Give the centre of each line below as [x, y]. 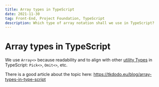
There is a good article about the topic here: [49, 75]
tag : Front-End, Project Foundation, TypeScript [55, 18]
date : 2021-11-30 [22, 14]
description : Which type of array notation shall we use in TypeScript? [80, 23]
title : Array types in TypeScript [40, 9]
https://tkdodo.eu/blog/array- [123, 75]
